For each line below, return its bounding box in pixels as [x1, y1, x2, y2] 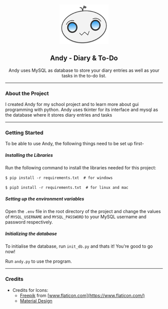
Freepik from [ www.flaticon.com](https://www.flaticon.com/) [19, 292, 145, 298]
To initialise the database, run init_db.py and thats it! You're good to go [5, 243, 153, 249]
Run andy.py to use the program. [5, 258, 72, 264]
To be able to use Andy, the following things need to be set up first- [5, 141, 144, 147]
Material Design [19, 297, 52, 303]
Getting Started [5, 129, 43, 136]
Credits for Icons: [12, 287, 48, 293]
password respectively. [5, 219, 53, 225]
